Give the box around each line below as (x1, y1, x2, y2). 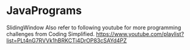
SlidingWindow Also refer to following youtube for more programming (6, 24, 181, 31)
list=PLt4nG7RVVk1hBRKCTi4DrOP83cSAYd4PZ (6, 37, 127, 44)
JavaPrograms (6, 4, 82, 18)
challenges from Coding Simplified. (6, 30, 95, 37)
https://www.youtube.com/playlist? (95, 30, 185, 37)
